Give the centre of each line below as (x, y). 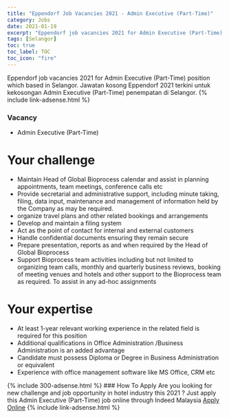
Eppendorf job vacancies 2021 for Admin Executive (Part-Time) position (109, 78)
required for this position (52, 335)
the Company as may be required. (65, 208)
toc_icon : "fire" (32, 58)
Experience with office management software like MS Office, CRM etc (116, 372)
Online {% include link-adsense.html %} (64, 407)
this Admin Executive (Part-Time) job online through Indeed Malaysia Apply (113, 400)
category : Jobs (29, 20)
